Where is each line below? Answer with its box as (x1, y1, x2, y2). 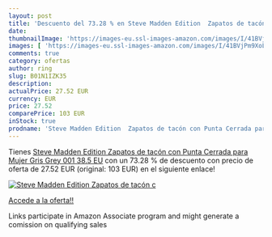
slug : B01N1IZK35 (8, 72, 67, 80)
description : (8, 79, 53, 87)
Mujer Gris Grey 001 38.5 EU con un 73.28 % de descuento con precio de (8, 155, 253, 165)
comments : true (8, 49, 60, 57)
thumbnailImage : (8, 34, 63, 43)
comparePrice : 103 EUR (8, 110, 85, 118)
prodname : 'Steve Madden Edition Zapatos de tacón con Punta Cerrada (8, 125, 252, 133)
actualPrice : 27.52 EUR (8, 87, 89, 95)
